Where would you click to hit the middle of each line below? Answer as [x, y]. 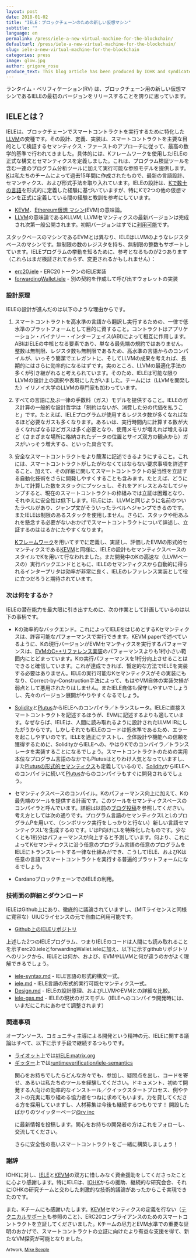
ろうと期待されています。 [65, 579]
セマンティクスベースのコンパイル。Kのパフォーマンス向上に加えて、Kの [101, 793]
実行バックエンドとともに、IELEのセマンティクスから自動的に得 [106, 564]
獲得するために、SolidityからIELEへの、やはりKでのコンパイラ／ [92, 744]
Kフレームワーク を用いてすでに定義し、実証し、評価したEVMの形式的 [98, 542]
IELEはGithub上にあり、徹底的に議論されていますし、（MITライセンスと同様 [97, 909]
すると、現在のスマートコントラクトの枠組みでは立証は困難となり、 [106, 493]
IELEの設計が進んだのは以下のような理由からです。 [67, 309]
